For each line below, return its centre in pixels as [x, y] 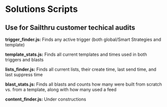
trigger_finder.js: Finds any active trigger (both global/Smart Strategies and [83, 39]
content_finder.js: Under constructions [46, 99]
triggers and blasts [24, 60]
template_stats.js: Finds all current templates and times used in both [76, 54]
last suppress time [24, 75]
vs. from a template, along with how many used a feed [61, 90]
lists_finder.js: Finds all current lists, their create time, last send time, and [81, 69]
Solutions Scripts [42, 9]
